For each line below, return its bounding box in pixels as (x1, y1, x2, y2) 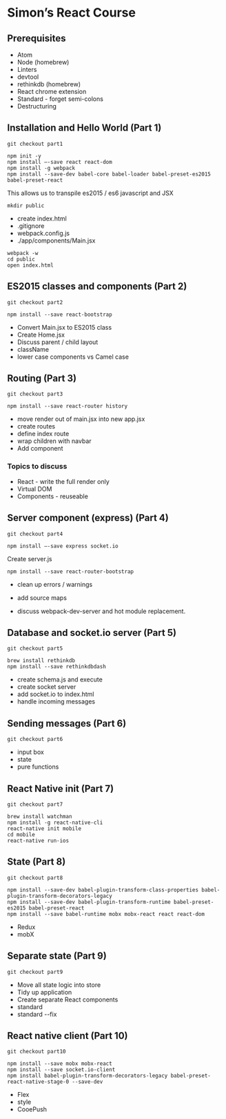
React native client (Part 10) (7, 1030, 128, 1042)
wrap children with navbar (17, 437, 92, 445)
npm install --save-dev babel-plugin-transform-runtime (7, 899, 171, 905)
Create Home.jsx (17, 330, 65, 339)
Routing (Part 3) (7, 373, 77, 384)
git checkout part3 (7, 391, 63, 398)
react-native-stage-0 (7, 1078, 70, 1086)
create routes (17, 422, 56, 431)
